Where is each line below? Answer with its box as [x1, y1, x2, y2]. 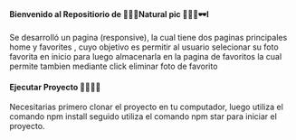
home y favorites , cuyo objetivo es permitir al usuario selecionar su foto [9, 42, 279, 52]
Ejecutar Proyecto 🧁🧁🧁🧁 [9, 81, 101, 92]
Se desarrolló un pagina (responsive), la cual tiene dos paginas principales [9, 33, 288, 43]
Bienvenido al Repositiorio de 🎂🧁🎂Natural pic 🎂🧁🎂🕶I [9, 8, 210, 19]
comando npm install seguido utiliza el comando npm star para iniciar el [9, 111, 278, 122]
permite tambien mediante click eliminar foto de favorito [9, 61, 218, 72]
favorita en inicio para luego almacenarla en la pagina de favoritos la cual [9, 51, 282, 62]
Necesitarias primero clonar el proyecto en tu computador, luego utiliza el [9, 101, 283, 113]
